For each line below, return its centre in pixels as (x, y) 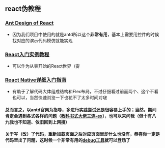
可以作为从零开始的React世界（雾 (46, 66)
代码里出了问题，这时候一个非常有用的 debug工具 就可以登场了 (68, 140)
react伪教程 (23, 9)
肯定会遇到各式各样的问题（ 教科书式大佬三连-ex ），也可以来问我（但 (74, 116)
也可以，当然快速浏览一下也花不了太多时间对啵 (59, 98)
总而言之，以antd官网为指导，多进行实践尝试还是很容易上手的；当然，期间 (81, 110)
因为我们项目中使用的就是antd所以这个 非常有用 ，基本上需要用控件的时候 (85, 34)
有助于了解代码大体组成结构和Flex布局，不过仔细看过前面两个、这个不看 (85, 92)
